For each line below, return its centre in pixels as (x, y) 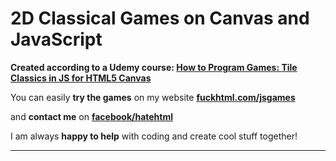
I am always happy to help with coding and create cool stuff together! (154, 136)
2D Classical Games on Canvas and (160, 18)
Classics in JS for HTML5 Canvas (81, 78)
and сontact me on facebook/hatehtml (92, 116)
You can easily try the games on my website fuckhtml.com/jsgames (153, 97)
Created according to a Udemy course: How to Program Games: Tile (154, 67)
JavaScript (56, 39)
